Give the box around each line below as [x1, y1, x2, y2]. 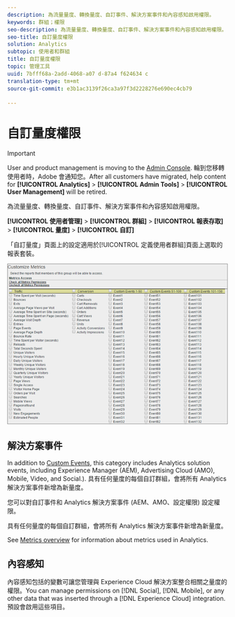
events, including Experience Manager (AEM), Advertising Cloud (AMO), [7, 466, 215, 475]
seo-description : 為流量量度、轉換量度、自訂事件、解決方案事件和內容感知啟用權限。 [7, 26, 227, 33]
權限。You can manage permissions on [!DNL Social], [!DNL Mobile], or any [7, 586, 225, 595]
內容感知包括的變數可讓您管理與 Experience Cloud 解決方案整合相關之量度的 [7, 577, 227, 586]
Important [7, 149, 36, 157]
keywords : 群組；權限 [7, 18, 65, 26]
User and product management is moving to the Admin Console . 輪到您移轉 [7, 164, 225, 172]
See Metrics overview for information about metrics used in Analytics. [7, 536, 208, 544]
